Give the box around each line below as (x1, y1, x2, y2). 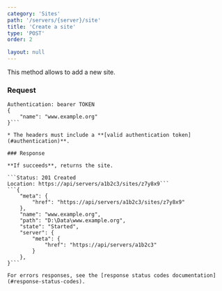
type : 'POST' (7, 29, 45, 37)
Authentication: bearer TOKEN (7, 101, 95, 108)
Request (7, 85, 36, 95)
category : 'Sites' (7, 10, 61, 17)
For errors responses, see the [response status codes (7, 272, 170, 279)
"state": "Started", (19, 223, 79, 230)
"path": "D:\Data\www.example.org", (19, 217, 127, 224)
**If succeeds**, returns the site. (7, 162, 113, 170)
